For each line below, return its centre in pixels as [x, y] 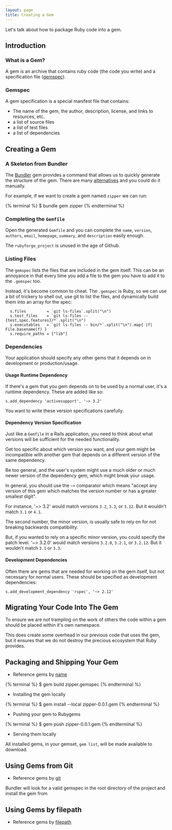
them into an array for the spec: [39, 302]
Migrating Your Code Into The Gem [62, 607]
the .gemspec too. [23, 281]
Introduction [26, 45]
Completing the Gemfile [35, 219]
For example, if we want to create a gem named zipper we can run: [76, 196]
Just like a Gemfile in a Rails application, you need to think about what [79, 434]
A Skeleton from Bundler [36, 164]
